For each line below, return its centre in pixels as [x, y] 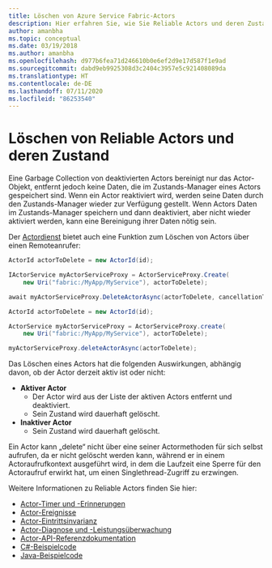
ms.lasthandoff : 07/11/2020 [56, 91]
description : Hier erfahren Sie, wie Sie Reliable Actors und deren [126, 23]
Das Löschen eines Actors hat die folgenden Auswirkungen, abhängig [125, 364]
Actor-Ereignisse [48, 513]
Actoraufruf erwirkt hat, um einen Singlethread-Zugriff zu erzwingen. [123, 473]
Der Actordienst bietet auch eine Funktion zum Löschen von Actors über [129, 237]
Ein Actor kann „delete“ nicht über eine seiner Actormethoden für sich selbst [136, 447]
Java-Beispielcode [51, 556]
